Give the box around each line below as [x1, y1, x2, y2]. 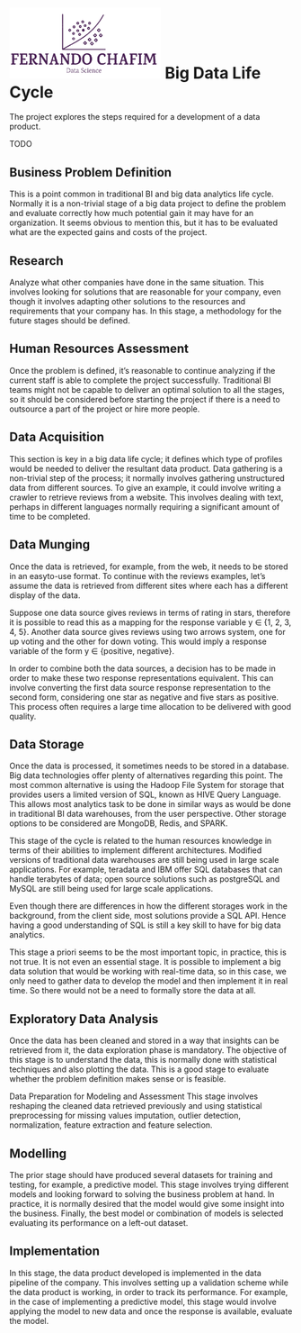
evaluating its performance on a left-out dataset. [9, 1217, 189, 1228]
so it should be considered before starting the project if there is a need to [9, 394, 280, 404]
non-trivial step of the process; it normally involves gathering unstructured [9, 472, 285, 484]
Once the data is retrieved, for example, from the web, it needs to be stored [9, 561, 289, 572]
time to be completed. [9, 511, 91, 521]
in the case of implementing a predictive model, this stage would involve [9, 1296, 277, 1307]
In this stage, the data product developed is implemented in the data [9, 1267, 262, 1278]
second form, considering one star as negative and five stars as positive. [9, 692, 279, 703]
